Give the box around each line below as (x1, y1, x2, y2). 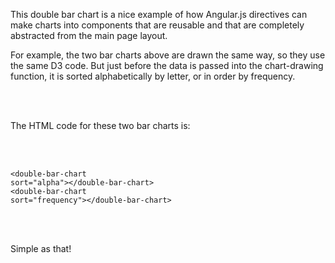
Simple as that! (10, 243, 72, 254)
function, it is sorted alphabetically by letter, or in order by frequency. (10, 70, 296, 82)
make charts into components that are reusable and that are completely (10, 19, 305, 31)
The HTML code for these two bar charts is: (10, 120, 191, 131)
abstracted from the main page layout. (10, 30, 168, 41)
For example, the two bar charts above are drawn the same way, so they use (10, 49, 326, 61)
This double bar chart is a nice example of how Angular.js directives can (10, 9, 308, 20)
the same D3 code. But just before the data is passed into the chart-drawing (10, 60, 324, 71)
